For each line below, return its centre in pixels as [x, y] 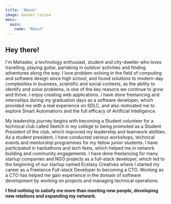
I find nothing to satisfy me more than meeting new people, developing [82, 190]
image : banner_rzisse [28, 15]
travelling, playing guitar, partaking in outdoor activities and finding [76, 67]
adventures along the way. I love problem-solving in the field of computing [83, 73]
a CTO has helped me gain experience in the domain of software [73, 175]
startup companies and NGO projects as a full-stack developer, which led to [85, 158]
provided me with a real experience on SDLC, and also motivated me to [80, 105]
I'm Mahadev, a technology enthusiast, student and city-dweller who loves [83, 62]
